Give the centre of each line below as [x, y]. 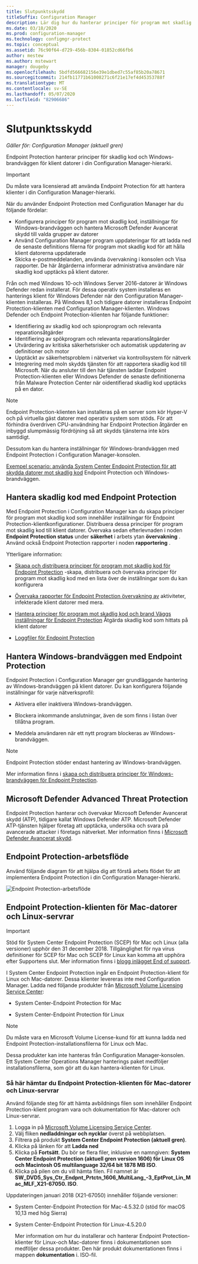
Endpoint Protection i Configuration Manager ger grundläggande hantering [97, 680]
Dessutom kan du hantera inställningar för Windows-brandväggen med [92, 448]
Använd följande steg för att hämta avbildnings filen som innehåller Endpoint [99, 1103]
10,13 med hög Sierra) [41, 1213]
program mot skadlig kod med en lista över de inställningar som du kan [101, 578]
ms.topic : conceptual [33, 45]
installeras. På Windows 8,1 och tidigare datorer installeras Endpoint [109, 302]
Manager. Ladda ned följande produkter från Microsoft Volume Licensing [95, 985]
